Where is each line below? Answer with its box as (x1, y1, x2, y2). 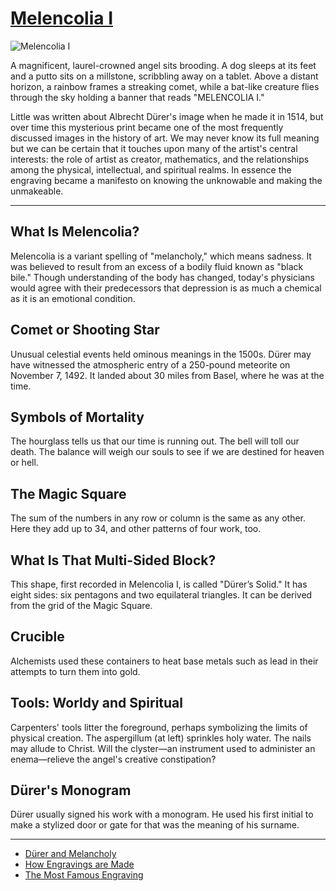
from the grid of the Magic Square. (10, 600, 153, 611)
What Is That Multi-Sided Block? (10, 552, 217, 569)
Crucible (10, 628, 65, 646)
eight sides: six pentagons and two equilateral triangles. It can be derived (10, 589, 313, 601)
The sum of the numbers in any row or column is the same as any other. (10, 512, 307, 524)
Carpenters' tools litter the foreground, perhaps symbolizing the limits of (10, 721, 308, 733)
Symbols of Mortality (10, 408, 145, 426)
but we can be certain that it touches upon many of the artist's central (10, 142, 298, 154)
